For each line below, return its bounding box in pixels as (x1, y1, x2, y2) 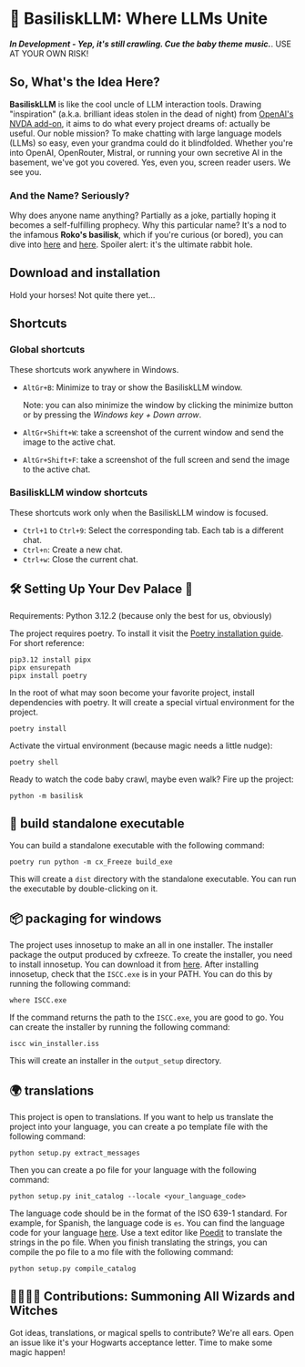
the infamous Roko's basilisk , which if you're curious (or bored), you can (9, 230, 284, 241)
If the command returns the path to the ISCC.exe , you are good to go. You (9, 1012, 284, 1023)
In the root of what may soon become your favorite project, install (9, 687, 255, 698)
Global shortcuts (9, 344, 86, 356)
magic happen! (9, 1346, 66, 1357)
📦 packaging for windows (9, 910, 162, 926)
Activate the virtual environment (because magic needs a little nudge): (9, 740, 273, 751)
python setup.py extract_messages (9, 1148, 141, 1158)
